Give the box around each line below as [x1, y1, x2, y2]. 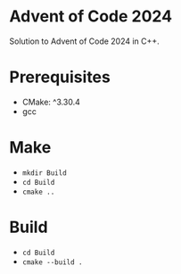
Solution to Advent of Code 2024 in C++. [9, 36, 160, 46]
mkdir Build [21, 168, 67, 178]
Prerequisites [9, 67, 111, 87]
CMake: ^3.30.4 [21, 96, 80, 107]
